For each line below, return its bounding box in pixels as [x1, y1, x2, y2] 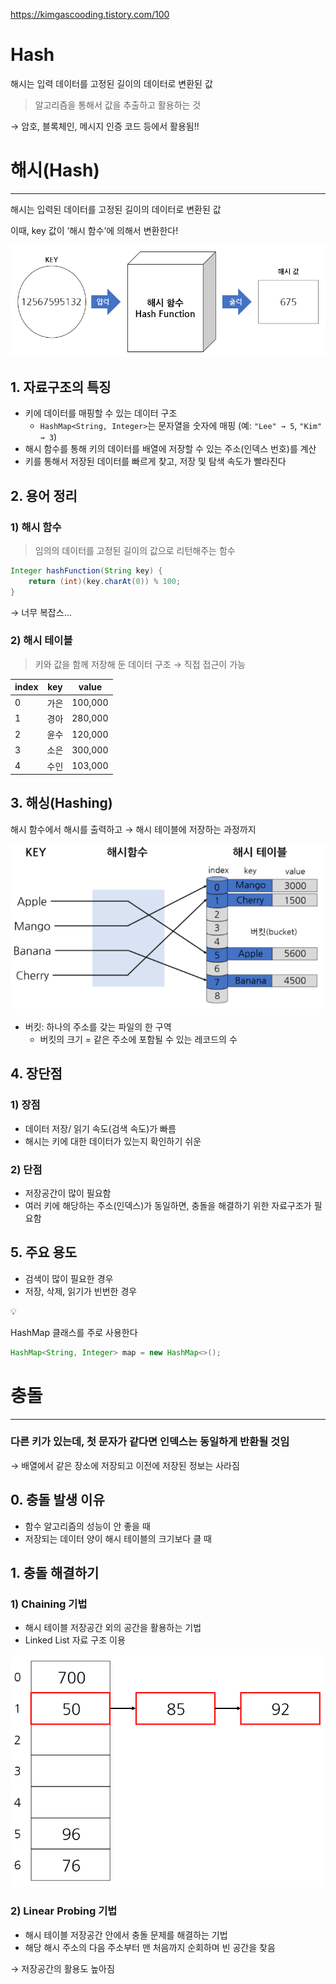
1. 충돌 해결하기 [10, 1565, 100, 1582]
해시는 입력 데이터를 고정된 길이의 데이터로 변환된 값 [10, 77, 213, 89]
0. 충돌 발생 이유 [10, 1492, 105, 1509]
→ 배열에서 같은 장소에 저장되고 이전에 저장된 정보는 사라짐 [10, 1459, 240, 1471]
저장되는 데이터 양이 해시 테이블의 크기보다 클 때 [24, 1532, 212, 1544]
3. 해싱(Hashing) [10, 795, 113, 812]
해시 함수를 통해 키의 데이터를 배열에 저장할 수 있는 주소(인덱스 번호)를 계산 [24, 443, 317, 455]
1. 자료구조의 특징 [10, 379, 112, 396]
